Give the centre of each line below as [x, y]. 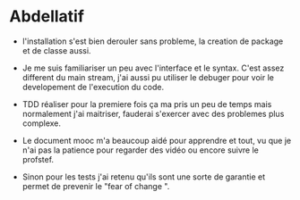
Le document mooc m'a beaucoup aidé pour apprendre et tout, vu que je [157, 140]
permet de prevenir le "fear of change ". [96, 186]
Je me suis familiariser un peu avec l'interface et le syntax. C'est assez [153, 68]
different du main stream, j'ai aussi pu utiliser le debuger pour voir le [148, 77]
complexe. [41, 123]
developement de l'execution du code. [93, 87]
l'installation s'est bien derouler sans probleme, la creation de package [153, 41]
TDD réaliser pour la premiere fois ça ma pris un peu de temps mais [147, 104]
